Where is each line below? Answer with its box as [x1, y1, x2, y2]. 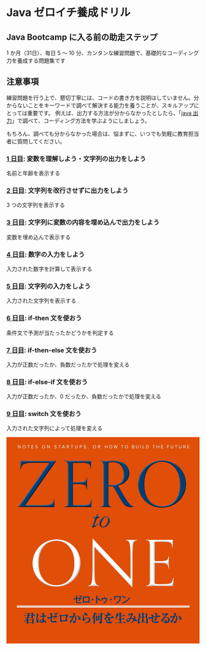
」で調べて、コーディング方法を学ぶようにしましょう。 [12, 117, 150, 124]
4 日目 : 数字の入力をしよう [6, 250, 85, 259]
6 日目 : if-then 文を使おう [6, 314, 82, 322]
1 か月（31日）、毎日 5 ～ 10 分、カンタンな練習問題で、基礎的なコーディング [6, 50, 199, 56]
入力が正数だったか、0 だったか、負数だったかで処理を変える [6, 393, 161, 400]
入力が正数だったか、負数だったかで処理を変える [6, 361, 130, 368]
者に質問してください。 [6, 137, 66, 145]
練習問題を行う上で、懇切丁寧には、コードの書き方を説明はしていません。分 [6, 94, 199, 101]
